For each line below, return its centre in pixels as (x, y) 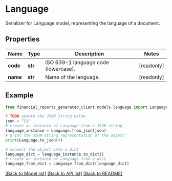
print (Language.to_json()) (34, 140)
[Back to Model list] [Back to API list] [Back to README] (64, 174)
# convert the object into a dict (42, 149)
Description (90, 53)
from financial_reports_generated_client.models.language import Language (87, 107)
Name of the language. (73, 77)
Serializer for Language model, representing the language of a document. (83, 23)
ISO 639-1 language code (77, 62)
